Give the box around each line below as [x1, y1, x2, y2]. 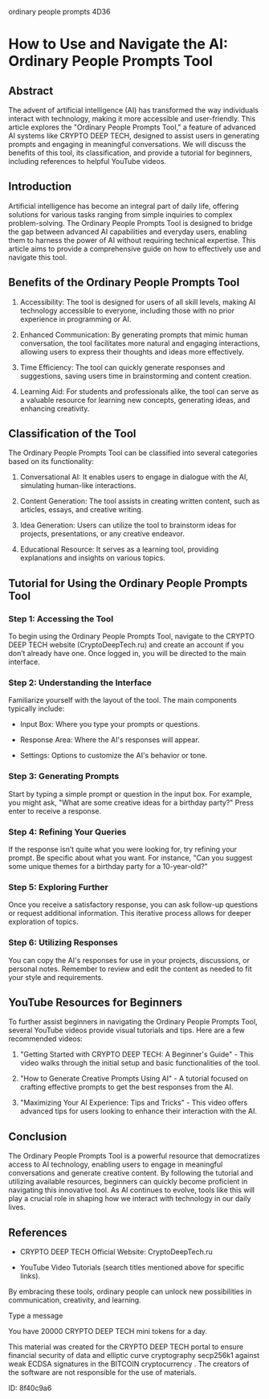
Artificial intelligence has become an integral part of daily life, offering [8, 201, 239, 211]
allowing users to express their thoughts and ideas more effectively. [19, 347, 245, 356]
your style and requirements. [8, 972, 104, 982]
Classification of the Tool [8, 427, 137, 441]
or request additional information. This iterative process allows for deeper [8, 909, 251, 918]
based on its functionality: [8, 457, 95, 466]
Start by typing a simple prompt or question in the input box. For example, [8, 789, 252, 798]
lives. [8, 1202, 26, 1212]
